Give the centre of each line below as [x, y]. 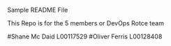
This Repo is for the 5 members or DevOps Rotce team [85, 23]
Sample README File [38, 10]
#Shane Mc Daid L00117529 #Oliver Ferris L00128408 [85, 36]
